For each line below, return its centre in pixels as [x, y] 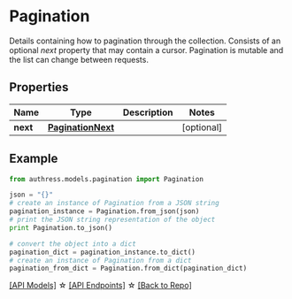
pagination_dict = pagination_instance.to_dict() [103, 252]
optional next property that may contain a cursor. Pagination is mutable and [146, 50]
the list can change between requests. [79, 59]
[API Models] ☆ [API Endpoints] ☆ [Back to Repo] [100, 286]
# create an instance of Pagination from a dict [100, 260]
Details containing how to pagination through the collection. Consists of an [145, 41]
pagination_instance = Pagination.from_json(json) [104, 211]
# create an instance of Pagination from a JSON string [114, 203]
